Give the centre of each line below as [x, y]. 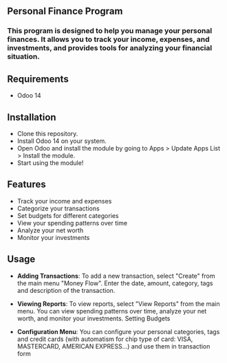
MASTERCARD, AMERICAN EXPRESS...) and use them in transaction [113, 346]
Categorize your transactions [58, 208]
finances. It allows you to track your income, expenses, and [108, 39]
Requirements [38, 79]
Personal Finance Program [65, 11]
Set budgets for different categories [68, 215]
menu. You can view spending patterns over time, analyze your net [112, 311]
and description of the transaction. [66, 290]
